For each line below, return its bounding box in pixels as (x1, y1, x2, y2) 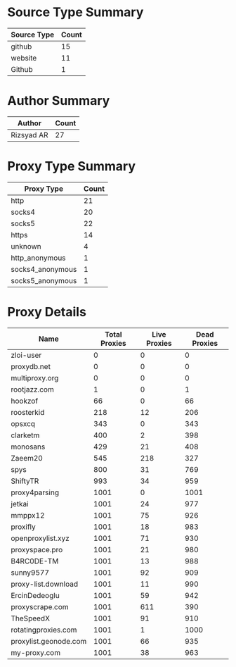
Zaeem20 (11, 453, 44, 463)
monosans (11, 442, 46, 451)
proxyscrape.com (11, 601, 69, 611)
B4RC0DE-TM (11, 556, 59, 566)
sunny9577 (11, 568, 50, 578)
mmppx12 (11, 510, 45, 520)
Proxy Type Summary (7, 158, 136, 175)
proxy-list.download (11, 579, 79, 589)
